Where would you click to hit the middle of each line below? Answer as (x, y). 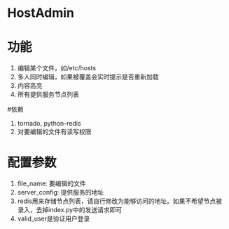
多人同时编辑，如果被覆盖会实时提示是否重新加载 (88, 77)
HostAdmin (41, 13)
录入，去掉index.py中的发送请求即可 (70, 210)
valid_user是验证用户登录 (54, 218)
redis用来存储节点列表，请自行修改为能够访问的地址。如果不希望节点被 (120, 201)
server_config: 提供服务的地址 (61, 192)
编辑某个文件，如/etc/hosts (57, 68)
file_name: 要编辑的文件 (51, 183)
